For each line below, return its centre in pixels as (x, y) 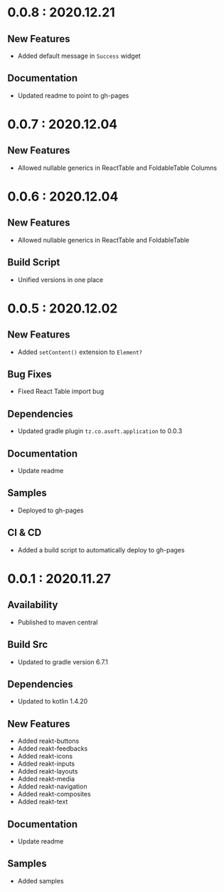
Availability (33, 605)
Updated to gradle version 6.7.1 (63, 662)
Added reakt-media (46, 779)
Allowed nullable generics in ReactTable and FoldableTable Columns (117, 168)
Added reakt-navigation (52, 786)
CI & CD (25, 533)
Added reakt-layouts (48, 771)
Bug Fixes (30, 374)
